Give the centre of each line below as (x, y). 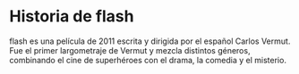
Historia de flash (72, 16)
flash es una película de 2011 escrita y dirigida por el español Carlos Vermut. (150, 41)
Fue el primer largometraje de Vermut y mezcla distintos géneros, (130, 50)
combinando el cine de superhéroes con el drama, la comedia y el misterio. (148, 60)
